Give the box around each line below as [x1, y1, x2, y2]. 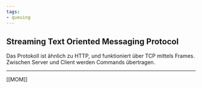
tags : [6, 8, 20, 15]
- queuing [6, 14, 31, 20]
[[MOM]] [6, 76, 28, 83]
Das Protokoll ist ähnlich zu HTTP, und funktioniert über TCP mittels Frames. [6, 52, 195, 60]
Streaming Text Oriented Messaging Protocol [6, 37, 179, 47]
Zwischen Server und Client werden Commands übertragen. [6, 59, 156, 66]
